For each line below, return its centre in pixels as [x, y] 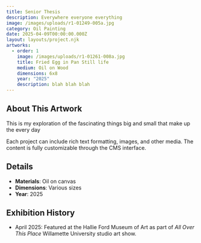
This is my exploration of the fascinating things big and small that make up [98, 123]
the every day [23, 129]
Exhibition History [41, 213]
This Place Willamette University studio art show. [76, 234]
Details [20, 167]
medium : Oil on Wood [43, 68]
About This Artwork [44, 109]
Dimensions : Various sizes [48, 188]
